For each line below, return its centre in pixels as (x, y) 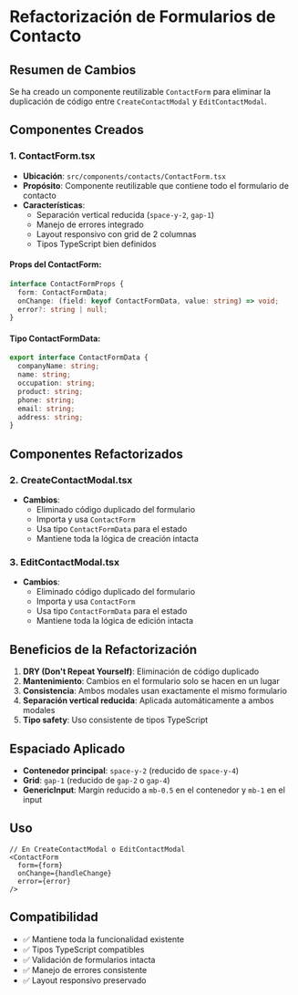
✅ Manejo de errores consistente (85, 969)
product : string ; (51, 391)
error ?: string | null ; (62, 309)
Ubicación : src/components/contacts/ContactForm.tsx (124, 176)
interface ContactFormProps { (67, 284)
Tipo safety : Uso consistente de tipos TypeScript (115, 720)
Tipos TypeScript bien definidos (96, 244)
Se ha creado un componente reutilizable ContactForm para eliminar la (140, 92)
